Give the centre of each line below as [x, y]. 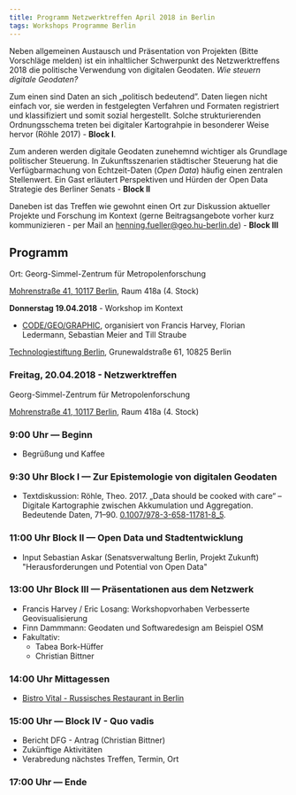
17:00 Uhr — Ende [48, 783]
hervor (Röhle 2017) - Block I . [63, 134]
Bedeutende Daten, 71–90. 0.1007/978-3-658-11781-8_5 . [124, 515]
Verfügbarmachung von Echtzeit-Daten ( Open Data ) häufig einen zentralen [146, 170]
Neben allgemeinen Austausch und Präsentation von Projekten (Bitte [134, 51]
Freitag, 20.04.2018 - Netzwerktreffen [93, 375]
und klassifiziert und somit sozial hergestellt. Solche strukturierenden [135, 115]
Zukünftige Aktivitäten [62, 750]
